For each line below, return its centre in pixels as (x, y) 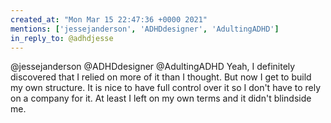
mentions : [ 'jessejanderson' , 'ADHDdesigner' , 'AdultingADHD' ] (145, 29)
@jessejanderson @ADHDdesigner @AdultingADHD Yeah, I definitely (153, 67)
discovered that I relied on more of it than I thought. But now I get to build (161, 77)
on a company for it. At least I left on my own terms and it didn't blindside (161, 98)
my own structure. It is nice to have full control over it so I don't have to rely (166, 88)
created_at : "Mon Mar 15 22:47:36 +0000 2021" (109, 19)
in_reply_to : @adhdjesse (62, 38)
